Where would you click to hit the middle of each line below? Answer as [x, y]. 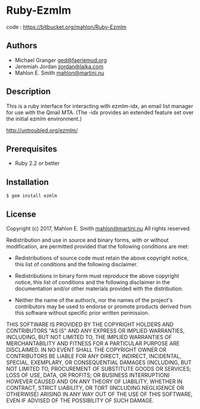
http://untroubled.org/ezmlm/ [42, 130]
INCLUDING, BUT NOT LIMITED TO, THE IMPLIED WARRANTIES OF [89, 337]
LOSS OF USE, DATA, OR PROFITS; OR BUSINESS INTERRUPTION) [88, 375]
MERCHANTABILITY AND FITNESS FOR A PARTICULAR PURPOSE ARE [93, 343]
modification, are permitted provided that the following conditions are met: [98, 246]
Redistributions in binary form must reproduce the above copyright [97, 276]
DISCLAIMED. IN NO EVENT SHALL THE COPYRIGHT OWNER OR [87, 350]
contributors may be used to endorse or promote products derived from [103, 306]
